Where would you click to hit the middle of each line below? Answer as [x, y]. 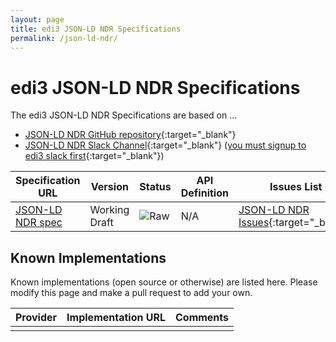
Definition [204, 193]
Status [155, 187]
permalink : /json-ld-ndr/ [64, 38]
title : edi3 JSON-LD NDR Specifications [96, 29]
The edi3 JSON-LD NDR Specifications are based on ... [124, 115]
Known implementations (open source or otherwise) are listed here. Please [164, 282]
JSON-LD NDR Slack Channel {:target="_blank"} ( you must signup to [165, 145]
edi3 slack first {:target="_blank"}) [94, 156]
